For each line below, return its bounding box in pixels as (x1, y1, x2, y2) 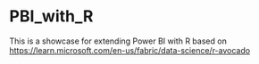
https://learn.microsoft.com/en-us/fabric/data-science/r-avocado (9, 44, 251, 55)
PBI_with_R (9, 6, 94, 27)
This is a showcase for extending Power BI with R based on (9, 36, 228, 46)
